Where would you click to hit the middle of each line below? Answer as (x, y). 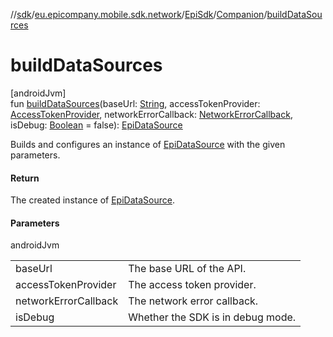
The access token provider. (192, 285)
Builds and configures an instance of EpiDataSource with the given (148, 144)
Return (25, 178)
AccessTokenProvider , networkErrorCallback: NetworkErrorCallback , (151, 114)
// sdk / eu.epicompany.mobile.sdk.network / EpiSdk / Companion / (139, 14)
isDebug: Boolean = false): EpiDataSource (96, 125)
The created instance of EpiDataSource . (92, 200)
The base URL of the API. (187, 269)
